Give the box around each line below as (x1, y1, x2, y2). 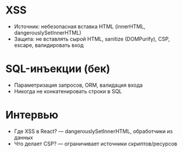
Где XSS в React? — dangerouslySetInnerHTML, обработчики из (13, 127, 173, 135)
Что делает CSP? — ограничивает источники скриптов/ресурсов (13, 140, 177, 147)
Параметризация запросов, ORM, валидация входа (13, 81, 143, 89)
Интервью (5, 108, 59, 122)
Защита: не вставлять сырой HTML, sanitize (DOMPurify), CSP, (13, 35, 170, 42)
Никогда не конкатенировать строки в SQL (13, 87, 123, 94)
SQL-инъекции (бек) (5, 62, 111, 76)
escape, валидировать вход (13, 42, 84, 49)
